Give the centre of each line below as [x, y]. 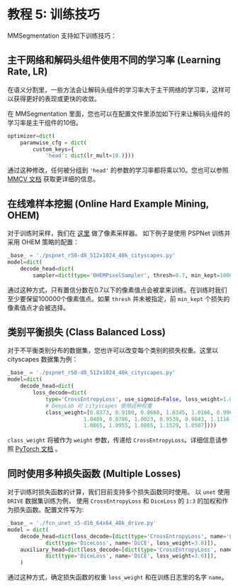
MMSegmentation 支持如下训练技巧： [62, 36]
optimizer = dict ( [31, 136]
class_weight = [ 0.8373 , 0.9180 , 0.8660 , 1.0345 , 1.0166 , [129, 413]
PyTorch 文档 [34, 449]
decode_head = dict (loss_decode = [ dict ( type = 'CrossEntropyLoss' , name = [123, 536]
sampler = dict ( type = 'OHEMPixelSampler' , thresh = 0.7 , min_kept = [126, 275]
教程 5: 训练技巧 [54, 15]
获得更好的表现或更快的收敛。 [57, 98]
